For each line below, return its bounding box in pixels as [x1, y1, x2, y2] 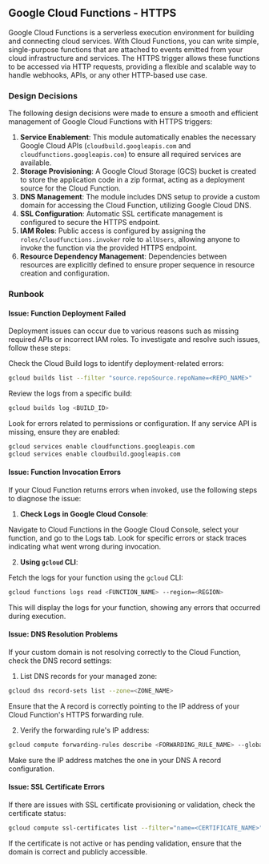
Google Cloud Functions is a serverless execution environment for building [8, 27, 255, 37]
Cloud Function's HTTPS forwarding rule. [8, 709, 144, 719]
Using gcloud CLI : [19, 557, 78, 567]
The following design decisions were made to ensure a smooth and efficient [8, 108, 259, 119]
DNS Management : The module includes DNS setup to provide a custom [19, 192, 260, 202]
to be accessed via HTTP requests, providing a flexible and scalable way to [8, 62, 256, 71]
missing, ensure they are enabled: [8, 427, 120, 436]
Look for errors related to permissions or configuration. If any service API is [8, 418, 258, 428]
